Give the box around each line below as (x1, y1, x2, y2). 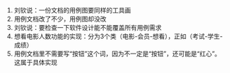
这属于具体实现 (13, 58, 57, 66)
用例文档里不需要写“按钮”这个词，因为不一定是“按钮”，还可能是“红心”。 (13, 49, 221, 58)
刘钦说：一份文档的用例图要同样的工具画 (13, 6, 131, 14)
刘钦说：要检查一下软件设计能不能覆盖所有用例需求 (13, 24, 162, 31)
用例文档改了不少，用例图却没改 (13, 15, 107, 23)
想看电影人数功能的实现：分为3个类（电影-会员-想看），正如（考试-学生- (13, 32, 223, 40)
